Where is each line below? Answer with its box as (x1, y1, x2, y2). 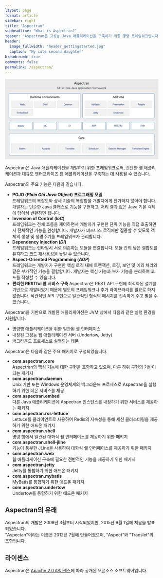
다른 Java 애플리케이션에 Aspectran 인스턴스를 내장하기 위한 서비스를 (12, 399, 145, 404)
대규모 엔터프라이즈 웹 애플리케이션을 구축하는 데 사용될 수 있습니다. (21, 171, 151, 177)
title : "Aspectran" (5, 23, 45, 28)
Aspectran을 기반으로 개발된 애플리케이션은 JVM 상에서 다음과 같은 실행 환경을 (5, 309, 156, 315)
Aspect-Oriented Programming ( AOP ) (12, 256, 90, 262)
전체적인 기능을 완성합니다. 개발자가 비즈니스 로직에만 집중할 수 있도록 (17, 227, 150, 233)
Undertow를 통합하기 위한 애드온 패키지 (12, 490, 88, 496)
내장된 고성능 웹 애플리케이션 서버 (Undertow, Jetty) (12, 332, 113, 337)
